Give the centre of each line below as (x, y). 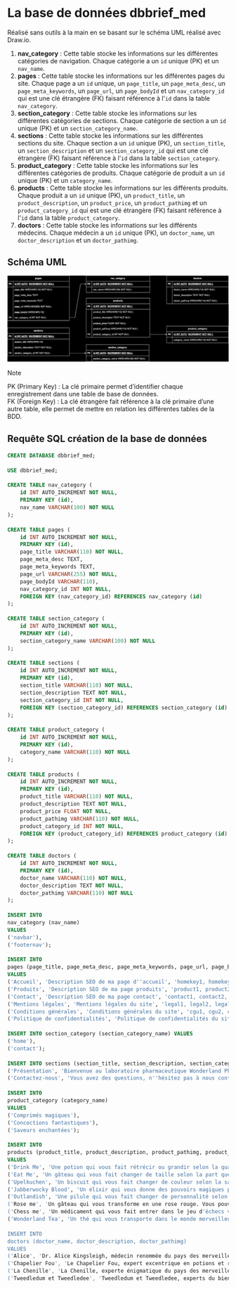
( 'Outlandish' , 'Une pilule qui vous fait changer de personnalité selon (118, 1197)
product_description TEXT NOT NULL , (74, 804)
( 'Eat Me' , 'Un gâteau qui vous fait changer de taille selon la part (113, 1174)
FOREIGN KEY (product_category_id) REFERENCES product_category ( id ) (124, 834)
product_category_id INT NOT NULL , (72, 826)
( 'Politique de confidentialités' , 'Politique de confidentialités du (113, 1019)
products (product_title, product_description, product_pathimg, (105, 1153)
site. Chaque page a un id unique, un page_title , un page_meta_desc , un (122, 83)
